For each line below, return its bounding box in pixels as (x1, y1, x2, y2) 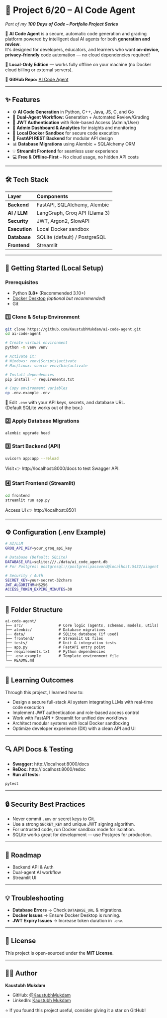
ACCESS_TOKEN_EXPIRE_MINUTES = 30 (5, 587, 72, 592)
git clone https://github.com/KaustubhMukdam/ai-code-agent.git (5, 326, 141, 332)
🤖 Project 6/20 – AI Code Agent (5, 4, 136, 16)
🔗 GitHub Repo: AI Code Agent (5, 76, 69, 82)
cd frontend (5, 493, 30, 498)
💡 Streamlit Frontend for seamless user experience (12, 148, 118, 154)
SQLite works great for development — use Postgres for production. (12, 832, 152, 838)
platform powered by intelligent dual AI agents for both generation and (5, 36, 151, 42)
